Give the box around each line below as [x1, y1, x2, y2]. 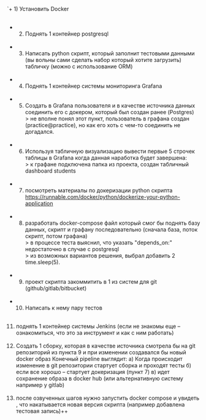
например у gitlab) [15, 381, 65, 389]
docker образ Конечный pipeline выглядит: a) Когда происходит [15, 356, 183, 362]
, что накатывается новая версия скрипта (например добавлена [15, 401, 185, 408]
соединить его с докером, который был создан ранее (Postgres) [25, 109, 194, 115]
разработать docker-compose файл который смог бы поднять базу [25, 219, 200, 227]
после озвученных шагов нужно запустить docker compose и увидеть [15, 394, 200, 402]
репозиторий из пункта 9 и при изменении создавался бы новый [15, 349, 186, 356]
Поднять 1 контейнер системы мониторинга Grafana [25, 82, 162, 90]
